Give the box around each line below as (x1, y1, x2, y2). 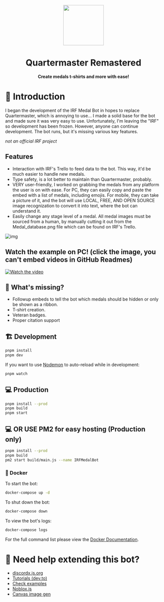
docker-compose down (5, 509, 48, 514)
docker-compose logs (5, 527, 48, 532)
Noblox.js (12, 586, 32, 592)
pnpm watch (5, 371, 28, 376)
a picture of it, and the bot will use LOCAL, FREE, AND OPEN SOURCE (12, 197, 155, 203)
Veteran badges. (12, 312, 47, 318)
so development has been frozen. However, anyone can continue (5, 123, 139, 129)
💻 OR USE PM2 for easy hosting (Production (5, 425, 146, 433)
